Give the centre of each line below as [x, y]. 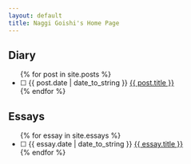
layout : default [35, 16]
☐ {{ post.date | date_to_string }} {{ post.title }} [97, 83]
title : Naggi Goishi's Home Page [64, 23]
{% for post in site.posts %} [66, 74]
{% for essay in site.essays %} [70, 135]
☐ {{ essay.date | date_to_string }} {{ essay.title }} [101, 144]
